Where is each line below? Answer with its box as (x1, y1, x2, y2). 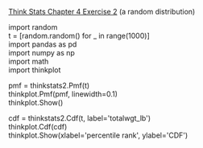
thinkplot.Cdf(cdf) (8, 122, 68, 131)
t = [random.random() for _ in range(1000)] (8, 31, 151, 40)
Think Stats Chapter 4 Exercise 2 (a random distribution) (8, 7, 196, 16)
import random (8, 23, 58, 31)
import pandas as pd (8, 39, 77, 49)
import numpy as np (8, 48, 75, 57)
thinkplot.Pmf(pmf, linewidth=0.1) (8, 89, 118, 99)
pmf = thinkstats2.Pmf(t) (8, 80, 90, 90)
